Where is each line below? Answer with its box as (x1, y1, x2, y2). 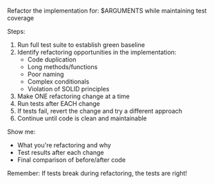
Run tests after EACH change (17, 100, 100, 107)
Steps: (7, 28, 26, 35)
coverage (7, 14, 35, 22)
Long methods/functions (27, 63, 98, 71)
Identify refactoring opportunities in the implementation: (17, 48, 177, 56)
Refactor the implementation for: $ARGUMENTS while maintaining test (7, 7, 207, 15)
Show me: (7, 128, 36, 136)
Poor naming (27, 70, 64, 78)
